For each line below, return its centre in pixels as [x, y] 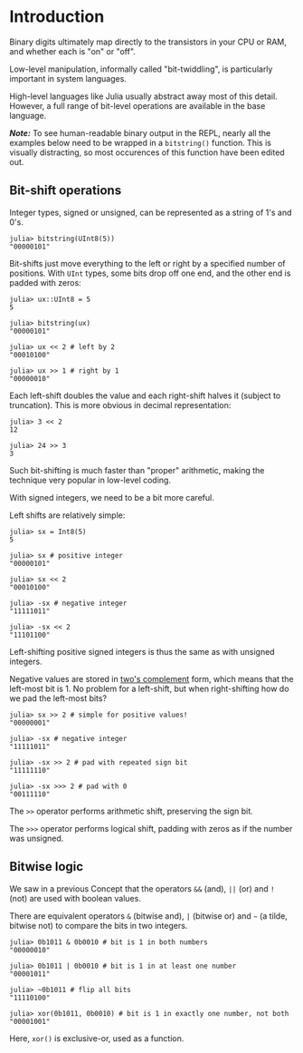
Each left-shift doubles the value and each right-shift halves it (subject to [145, 395]
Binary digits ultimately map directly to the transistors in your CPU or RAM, [148, 42]
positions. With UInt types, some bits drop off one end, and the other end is [150, 273]
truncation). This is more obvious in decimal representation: [120, 405]
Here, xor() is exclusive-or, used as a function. [97, 1038]
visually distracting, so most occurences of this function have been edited [147, 152]
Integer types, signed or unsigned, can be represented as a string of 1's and [151, 212]
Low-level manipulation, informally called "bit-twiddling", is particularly [141, 69]
